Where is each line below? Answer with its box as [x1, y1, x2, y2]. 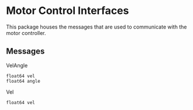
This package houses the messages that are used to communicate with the [6, 23, 187, 30]
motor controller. [6, 29, 46, 36]
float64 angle [6, 78, 41, 84]
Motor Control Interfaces [6, 4, 129, 17]
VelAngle [6, 62, 28, 69]
